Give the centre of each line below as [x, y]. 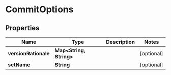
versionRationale [29, 54]
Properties [22, 28]
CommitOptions [39, 9]
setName [19, 65]
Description [121, 42]
